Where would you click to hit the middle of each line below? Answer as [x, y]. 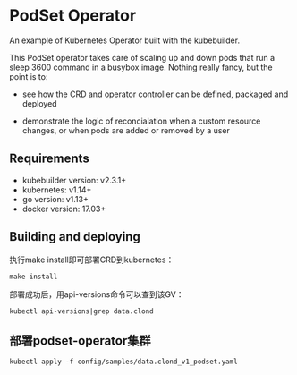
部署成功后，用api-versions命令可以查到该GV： [97, 294]
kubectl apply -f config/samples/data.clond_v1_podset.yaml [124, 362]
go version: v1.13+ [55, 199]
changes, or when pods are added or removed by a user [126, 130]
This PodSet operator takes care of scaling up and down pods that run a [142, 57]
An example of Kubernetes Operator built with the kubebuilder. [124, 40]
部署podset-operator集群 [80, 341]
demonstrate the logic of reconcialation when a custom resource [141, 121]
